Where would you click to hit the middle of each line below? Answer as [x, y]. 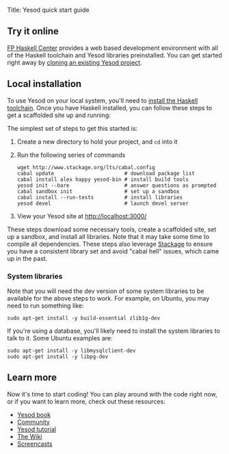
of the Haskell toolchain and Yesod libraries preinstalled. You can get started [114, 55]
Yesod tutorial [37, 429]
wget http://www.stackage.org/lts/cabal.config [86, 167]
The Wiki [29, 436]
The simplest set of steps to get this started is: [72, 128]
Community [33, 422]
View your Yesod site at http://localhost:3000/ [82, 216]
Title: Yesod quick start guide [49, 10]
